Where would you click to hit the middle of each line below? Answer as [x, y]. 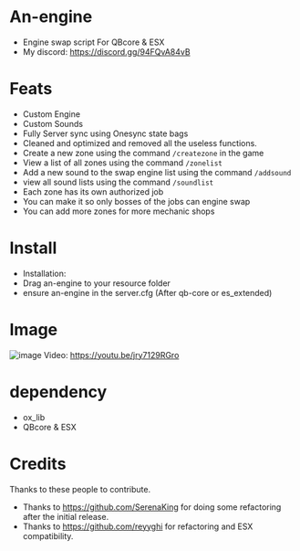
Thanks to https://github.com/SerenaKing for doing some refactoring [152, 507]
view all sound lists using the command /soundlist [118, 182]
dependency [58, 392]
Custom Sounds [53, 123]
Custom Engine [51, 114]
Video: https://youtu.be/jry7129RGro [112, 355]
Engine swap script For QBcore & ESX [93, 42]
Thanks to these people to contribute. [80, 489]
